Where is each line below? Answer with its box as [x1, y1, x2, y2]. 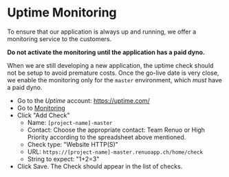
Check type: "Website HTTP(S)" [27, 140, 119, 148]
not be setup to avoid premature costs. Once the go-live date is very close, [7, 69, 219, 77]
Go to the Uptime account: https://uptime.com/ [17, 96, 150, 104]
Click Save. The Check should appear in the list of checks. [17, 162, 183, 170]
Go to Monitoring [17, 104, 65, 112]
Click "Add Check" [17, 111, 70, 119]
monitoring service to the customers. [7, 34, 112, 43]
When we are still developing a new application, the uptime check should [7, 61, 214, 69]
